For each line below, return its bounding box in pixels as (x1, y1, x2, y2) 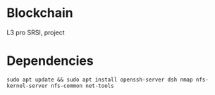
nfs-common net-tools (51, 82, 114, 89)
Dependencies (6, 53, 94, 69)
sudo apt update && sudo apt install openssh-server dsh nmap (6, 76, 193, 83)
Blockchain (6, 5, 73, 21)
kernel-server (6, 82, 49, 89)
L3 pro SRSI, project (6, 28, 65, 37)
